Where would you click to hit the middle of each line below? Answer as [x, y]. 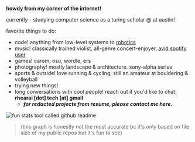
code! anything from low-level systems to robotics [75, 42]
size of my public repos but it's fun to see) [71, 133]
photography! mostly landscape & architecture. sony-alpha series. [94, 67]
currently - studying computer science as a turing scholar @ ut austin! [91, 19]
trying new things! [36, 86]
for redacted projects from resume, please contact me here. [98, 104]
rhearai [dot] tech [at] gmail [49, 98]
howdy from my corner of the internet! [54, 8]
